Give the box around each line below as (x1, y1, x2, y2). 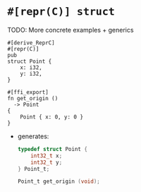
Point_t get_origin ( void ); (17, 178, 100, 185)
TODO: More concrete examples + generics (7, 25, 134, 34)
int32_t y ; (30, 159, 63, 166)
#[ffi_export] (7, 88, 49, 96)
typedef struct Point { (17, 145, 88, 152)
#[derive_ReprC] (7, 39, 55, 47)
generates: (17, 132, 49, 140)
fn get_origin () (7, 95, 59, 102)
